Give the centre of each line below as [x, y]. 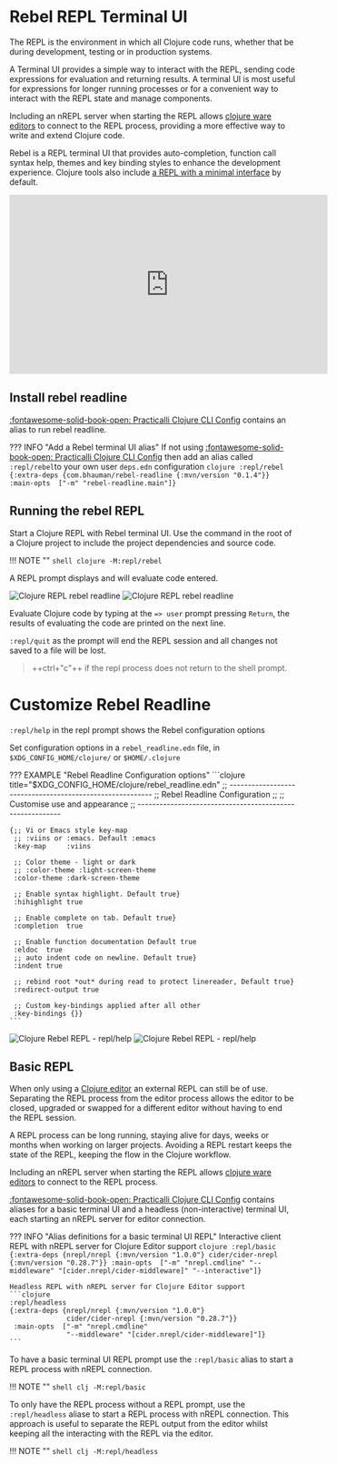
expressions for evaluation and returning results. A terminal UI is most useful [153, 78]
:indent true [38, 966]
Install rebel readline [69, 398]
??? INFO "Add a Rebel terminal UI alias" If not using [107, 447]
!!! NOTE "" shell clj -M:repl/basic [78, 1387]
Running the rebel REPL [77, 511]
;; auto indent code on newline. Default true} [105, 958]
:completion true [48, 926]
